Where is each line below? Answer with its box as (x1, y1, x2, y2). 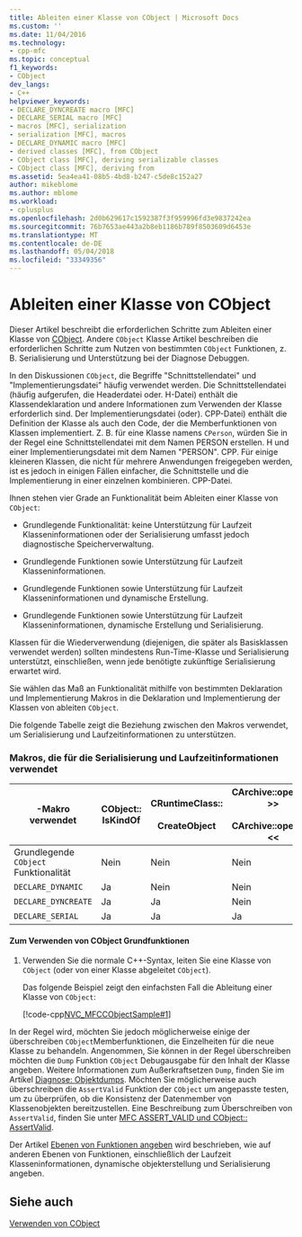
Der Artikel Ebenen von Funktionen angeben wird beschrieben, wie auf (9, 1139, 271, 1151)
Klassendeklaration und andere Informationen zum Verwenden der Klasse (9, 398, 282, 409)
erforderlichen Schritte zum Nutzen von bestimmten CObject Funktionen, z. (9, 343, 287, 353)
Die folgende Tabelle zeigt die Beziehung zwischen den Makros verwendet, (9, 719, 289, 730)
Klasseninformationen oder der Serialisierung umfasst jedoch (22, 529, 250, 539)
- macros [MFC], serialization (9, 122, 127, 131)
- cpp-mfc (9, 47, 47, 56)
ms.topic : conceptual (9, 55, 91, 64)
